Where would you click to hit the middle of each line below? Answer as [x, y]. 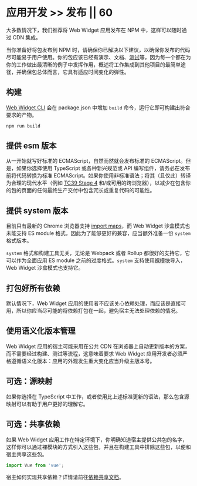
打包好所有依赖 [33, 288]
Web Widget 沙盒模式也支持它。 [45, 268]
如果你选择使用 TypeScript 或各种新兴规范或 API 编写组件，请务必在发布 [103, 168]
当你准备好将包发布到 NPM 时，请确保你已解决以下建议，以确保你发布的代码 [98, 50]
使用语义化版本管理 [41, 331]
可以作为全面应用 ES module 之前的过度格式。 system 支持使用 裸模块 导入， [96, 260]
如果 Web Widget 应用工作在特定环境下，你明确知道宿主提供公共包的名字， [97, 440]
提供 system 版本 [37, 211]
